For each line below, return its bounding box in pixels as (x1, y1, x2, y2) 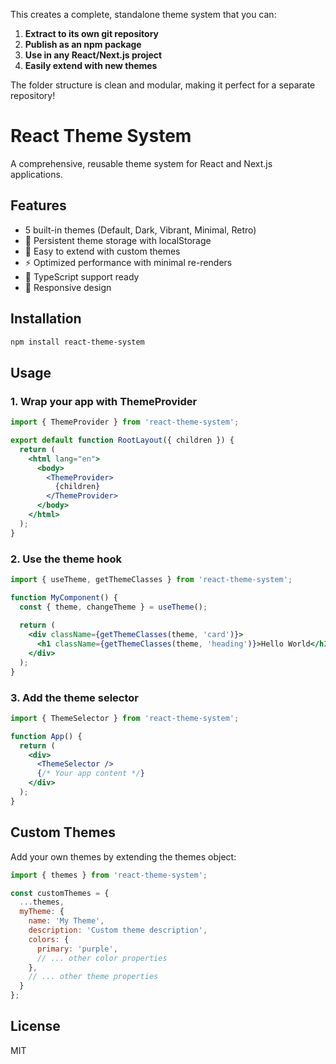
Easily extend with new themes (24, 60, 158, 71)
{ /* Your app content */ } (36, 769, 145, 779)
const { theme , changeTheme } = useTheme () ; (19, 602, 208, 612)
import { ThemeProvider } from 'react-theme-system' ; (10, 417, 240, 428)
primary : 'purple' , (36, 944, 118, 954)
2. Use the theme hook (10, 552, 122, 566)
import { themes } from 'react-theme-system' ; (10, 870, 208, 880)
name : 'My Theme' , (28, 916, 105, 926)
